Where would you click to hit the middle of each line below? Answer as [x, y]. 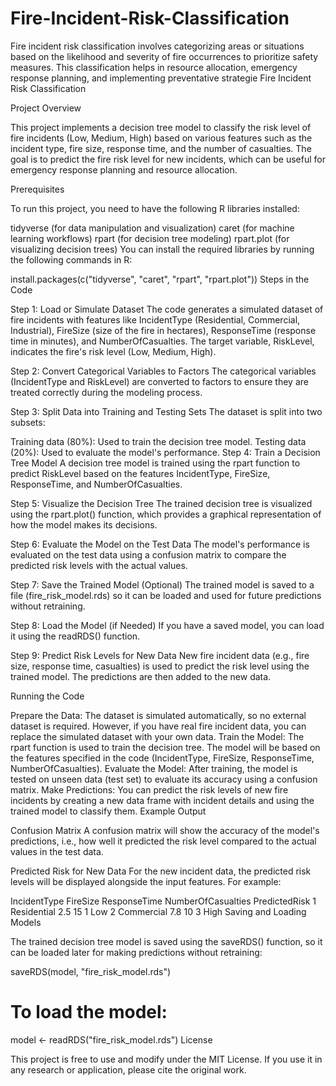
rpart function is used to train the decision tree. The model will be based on [165, 747]
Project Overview [46, 108]
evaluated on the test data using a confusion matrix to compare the [148, 554]
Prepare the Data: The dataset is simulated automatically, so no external [158, 715]
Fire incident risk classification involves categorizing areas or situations [157, 46]
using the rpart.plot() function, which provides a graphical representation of [166, 514]
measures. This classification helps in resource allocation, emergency [154, 67]
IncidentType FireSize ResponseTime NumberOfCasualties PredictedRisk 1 [163, 901]
